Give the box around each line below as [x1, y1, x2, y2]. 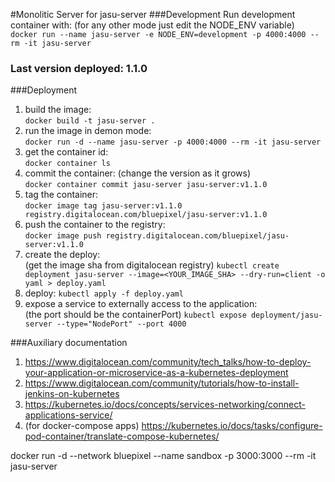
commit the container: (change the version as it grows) [24, 167, 252, 179]
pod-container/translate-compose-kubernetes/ [24, 430, 220, 443]
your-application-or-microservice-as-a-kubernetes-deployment [24, 367, 289, 379]
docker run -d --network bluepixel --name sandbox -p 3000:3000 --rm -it [10, 450, 317, 462]
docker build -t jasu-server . [24, 116, 156, 126]
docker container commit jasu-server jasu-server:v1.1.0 [24, 180, 268, 190]
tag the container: [24, 189, 99, 201]
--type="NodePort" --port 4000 [56, 319, 187, 329]
